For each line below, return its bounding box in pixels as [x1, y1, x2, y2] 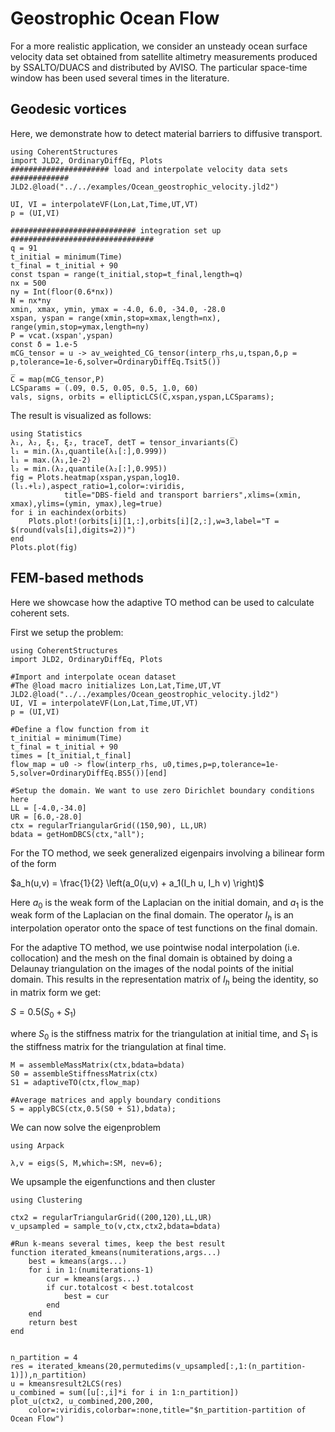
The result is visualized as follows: [10, 409, 152, 421]
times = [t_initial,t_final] [10, 750, 132, 761]
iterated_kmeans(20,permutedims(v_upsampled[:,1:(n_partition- [36, 1361, 307, 1371]
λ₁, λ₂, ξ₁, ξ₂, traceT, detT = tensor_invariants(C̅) [10, 437, 240, 447]
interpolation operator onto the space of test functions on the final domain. [10, 922, 318, 934]
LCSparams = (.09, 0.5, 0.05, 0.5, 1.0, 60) [10, 383, 199, 393]
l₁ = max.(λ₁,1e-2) [10, 455, 92, 465]
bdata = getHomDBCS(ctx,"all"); [10, 829, 145, 839]
